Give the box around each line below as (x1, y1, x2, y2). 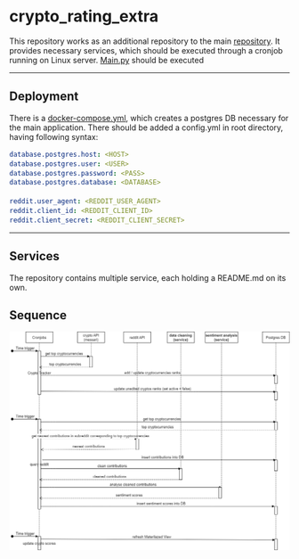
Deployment (9, 89, 79, 104)
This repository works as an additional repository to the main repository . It (9, 36, 280, 46)
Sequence (9, 308, 68, 323)
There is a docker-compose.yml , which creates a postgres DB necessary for (9, 112, 289, 123)
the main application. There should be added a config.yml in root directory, (9, 122, 284, 133)
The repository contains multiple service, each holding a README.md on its (9, 272, 287, 283)
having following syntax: (9, 131, 99, 142)
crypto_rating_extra (9, 6, 159, 27)
